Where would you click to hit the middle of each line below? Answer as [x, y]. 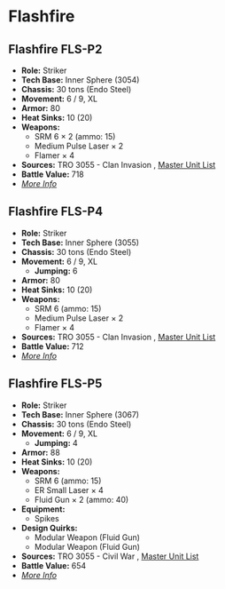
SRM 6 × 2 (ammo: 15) [75, 136]
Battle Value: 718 [53, 174]
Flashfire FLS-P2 [55, 49]
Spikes [47, 518]
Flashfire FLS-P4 [56, 212]
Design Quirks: [49, 528]
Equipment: [43, 509]
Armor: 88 [41, 452]
